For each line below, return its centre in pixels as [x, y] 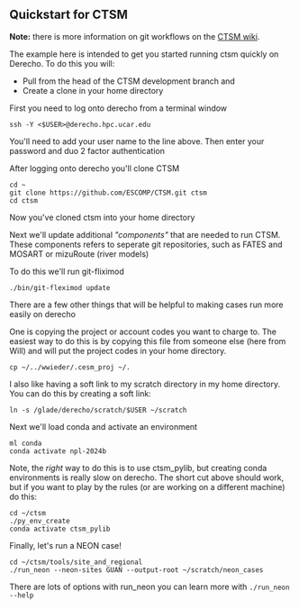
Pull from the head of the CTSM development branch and [129, 81]
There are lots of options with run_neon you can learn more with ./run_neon [149, 586]
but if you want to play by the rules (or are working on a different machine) [147, 486]
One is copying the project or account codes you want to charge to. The [143, 332]
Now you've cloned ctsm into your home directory [102, 217]
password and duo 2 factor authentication [87, 150]
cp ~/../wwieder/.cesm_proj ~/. [70, 367]
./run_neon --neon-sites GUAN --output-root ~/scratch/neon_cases [136, 570]
